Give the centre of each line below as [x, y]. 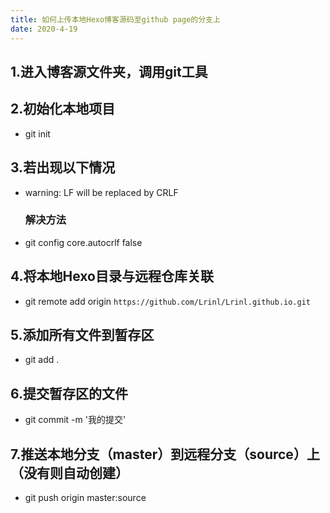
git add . [42, 360]
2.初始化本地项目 [63, 109]
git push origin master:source [85, 498]
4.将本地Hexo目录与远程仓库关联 [112, 276]
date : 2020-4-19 [44, 29]
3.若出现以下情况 [63, 167]
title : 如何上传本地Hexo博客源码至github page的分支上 [115, 19]
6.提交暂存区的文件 [69, 393]
